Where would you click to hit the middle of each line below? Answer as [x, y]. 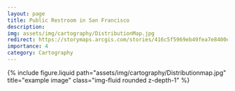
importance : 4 [28, 46]
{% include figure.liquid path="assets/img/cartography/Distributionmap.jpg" [117, 72]
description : [26, 27]
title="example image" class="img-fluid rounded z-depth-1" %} [99, 80]
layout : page [26, 14]
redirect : [22, 40]
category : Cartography [40, 53]
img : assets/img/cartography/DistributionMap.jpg [81, 33]
